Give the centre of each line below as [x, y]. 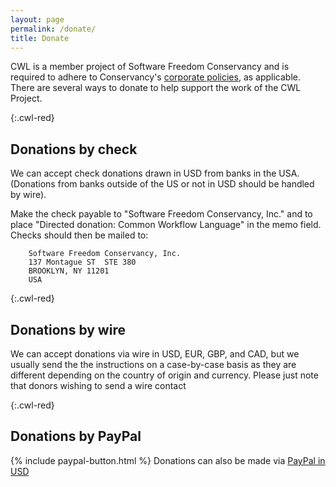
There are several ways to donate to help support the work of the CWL [156, 88]
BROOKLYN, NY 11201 [69, 271]
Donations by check [74, 149]
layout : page [37, 19]
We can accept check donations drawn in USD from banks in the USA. [155, 173]
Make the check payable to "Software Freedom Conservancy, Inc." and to [161, 214]
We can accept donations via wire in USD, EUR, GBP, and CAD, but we [155, 354]
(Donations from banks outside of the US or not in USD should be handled [162, 184]
